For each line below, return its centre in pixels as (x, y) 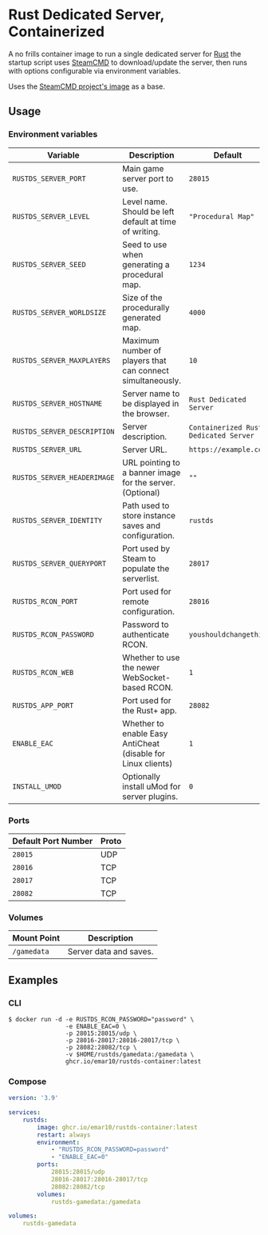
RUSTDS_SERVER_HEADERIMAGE (63, 477)
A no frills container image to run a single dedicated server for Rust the (125, 54)
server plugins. (150, 796)
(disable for (144, 753)
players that (144, 360)
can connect (146, 370)
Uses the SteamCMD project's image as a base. (87, 86)
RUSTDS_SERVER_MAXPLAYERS (61, 360)
